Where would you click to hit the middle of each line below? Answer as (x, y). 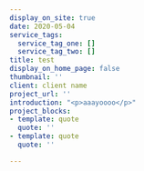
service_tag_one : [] (57, 43)
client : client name (49, 85)
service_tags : (36, 35)
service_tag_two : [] (57, 52)
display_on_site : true (52, 18)
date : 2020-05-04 (42, 26)
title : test (32, 60)
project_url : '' (40, 94)
